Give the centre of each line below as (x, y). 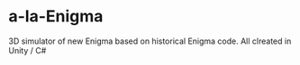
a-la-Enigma (56, 16)
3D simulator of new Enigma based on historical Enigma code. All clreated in (150, 41)
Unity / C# (27, 50)
